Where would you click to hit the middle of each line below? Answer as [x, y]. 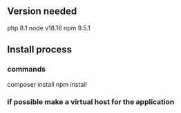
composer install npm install [47, 84]
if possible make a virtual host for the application [91, 102]
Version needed [42, 11]
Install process [40, 50]
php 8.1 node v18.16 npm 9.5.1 [49, 28]
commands [27, 70]
